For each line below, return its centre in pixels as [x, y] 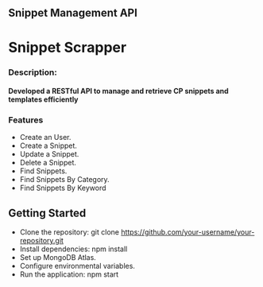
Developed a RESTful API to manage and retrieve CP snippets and [118, 91]
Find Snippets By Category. [64, 180]
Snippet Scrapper [68, 47]
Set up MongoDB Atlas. [58, 258]
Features [26, 120]
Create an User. [45, 138]
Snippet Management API [73, 13]
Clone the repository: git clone [69, 232]
